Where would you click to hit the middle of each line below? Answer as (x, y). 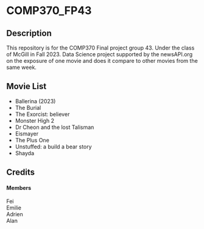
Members (19, 187)
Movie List (26, 86)
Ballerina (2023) (35, 101)
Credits (21, 173)
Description (29, 33)
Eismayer (26, 133)
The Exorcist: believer (42, 114)
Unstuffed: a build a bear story (54, 147)
